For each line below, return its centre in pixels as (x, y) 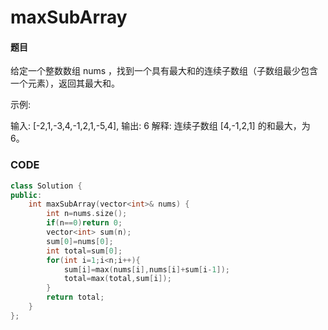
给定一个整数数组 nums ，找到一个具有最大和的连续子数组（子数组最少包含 (164, 71)
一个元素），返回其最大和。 (65, 83)
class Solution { (46, 186)
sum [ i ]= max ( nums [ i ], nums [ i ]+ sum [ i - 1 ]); (146, 269)
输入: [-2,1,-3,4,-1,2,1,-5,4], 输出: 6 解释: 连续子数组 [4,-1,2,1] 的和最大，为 (160, 126)
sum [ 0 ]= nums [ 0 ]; (80, 241)
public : (26, 195)
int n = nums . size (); (87, 214)
